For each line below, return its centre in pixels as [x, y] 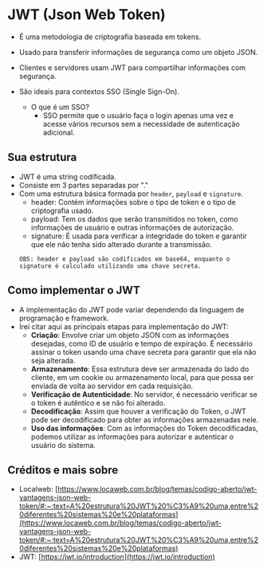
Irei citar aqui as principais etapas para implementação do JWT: [124, 326]
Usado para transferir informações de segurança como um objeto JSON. [138, 52]
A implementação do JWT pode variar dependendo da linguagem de [132, 309]
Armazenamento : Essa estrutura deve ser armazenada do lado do [140, 369]
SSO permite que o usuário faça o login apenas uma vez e [138, 115]
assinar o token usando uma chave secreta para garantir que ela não [143, 351]
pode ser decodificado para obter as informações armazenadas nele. [145, 419]
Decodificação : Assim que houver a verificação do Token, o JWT [138, 411]
